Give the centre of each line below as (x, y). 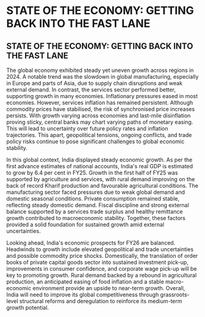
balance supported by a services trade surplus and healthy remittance (95, 212)
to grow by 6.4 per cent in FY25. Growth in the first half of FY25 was (92, 173)
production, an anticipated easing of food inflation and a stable (85, 282)
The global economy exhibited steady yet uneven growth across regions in (100, 70)
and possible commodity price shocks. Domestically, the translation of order (102, 256)
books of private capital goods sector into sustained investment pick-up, (98, 262)
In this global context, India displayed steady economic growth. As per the (99, 160)
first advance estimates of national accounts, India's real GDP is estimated (100, 166)
